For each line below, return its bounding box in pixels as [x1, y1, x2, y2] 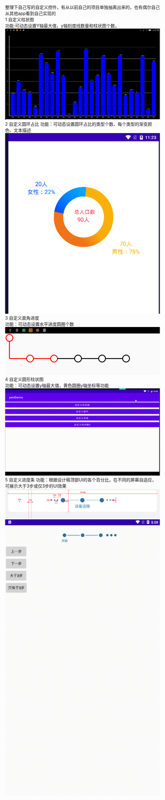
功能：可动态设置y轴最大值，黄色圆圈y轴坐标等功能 [5, 382, 109, 388]
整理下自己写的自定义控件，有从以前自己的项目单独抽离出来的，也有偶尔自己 [5, 4, 160, 10]
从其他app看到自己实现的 [5, 10, 56, 16]
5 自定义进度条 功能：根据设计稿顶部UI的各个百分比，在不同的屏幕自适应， [5, 477, 157, 483]
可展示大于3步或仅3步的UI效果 [5, 483, 67, 489]
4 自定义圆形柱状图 [5, 376, 44, 382]
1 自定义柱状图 [5, 17, 34, 22]
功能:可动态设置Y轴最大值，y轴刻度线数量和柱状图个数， [5, 23, 119, 29]
